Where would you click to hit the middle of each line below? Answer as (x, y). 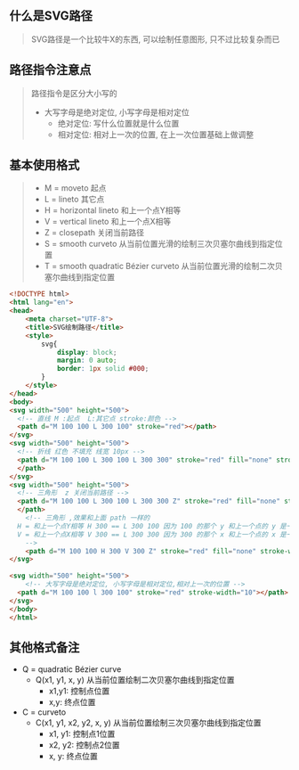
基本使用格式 (44, 165)
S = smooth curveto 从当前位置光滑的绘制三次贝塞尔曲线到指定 (160, 244)
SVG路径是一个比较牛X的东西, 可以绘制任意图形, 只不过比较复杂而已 (155, 39)
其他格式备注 (44, 647)
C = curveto (44, 712)
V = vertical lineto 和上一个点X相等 (108, 222)
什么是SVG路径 (51, 16)
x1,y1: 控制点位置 (79, 691)
